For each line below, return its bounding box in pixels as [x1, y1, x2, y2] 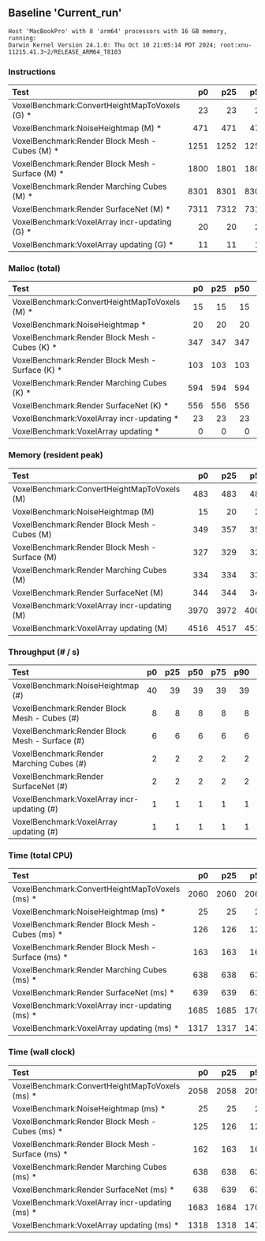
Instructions [8, 66, 57, 77]
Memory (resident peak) [8, 449, 104, 461]
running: [8, 34, 37, 42]
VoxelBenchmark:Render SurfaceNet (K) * [12, 401, 170, 412]
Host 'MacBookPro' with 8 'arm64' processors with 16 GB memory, [8, 27, 227, 35]
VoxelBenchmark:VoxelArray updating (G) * [12, 239, 174, 250]
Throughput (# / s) [8, 646, 80, 657]
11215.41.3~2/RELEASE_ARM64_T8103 [8, 47, 122, 56]
